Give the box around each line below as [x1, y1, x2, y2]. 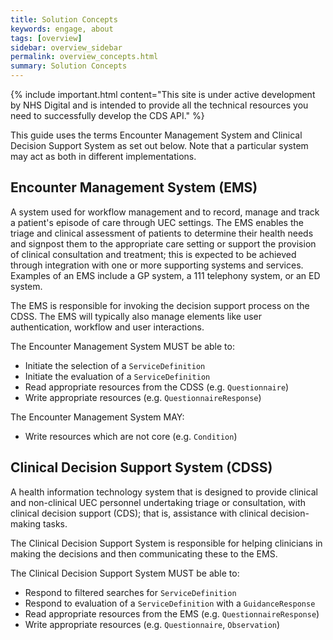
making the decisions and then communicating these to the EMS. [10, 547, 278, 560]
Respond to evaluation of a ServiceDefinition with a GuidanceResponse [24, 597, 316, 609]
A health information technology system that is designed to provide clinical [10, 486, 318, 498]
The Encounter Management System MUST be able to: [10, 340, 235, 352]
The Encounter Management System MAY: [10, 411, 185, 423]
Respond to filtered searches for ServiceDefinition [24, 586, 237, 598]
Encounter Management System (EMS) [10, 179, 258, 196]
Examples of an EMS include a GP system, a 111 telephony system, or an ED [10, 269, 321, 281]
